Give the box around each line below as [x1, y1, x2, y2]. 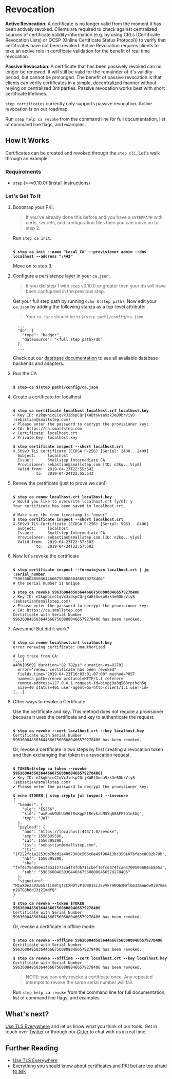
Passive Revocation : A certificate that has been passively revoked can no [5, 63, 162, 69]
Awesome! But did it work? [12, 626, 69, 632]
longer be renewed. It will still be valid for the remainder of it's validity [5, 68, 153, 75]
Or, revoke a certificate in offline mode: [12, 923, 96, 930]
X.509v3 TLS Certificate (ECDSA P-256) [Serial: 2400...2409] [12, 449, 149, 454]
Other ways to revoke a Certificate [12, 699, 86, 705]
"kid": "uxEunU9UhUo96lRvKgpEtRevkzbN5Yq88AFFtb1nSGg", [22, 811, 144, 817]
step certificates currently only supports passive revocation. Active [5, 100, 152, 106]
